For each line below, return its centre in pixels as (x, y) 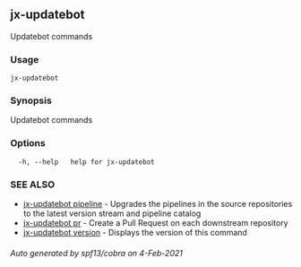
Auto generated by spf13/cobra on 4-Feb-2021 (96, 253)
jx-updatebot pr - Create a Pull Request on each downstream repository (156, 223)
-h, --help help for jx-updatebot (86, 162)
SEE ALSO (33, 185)
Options (28, 143)
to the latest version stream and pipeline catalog (112, 213)
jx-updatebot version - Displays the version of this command (135, 233)
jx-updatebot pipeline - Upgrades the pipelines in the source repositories (158, 204)
